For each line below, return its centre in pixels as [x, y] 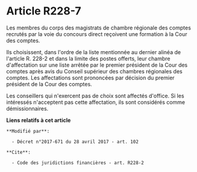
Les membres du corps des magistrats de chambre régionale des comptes [99, 28]
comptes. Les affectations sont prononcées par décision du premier [90, 78]
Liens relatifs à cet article [39, 120]
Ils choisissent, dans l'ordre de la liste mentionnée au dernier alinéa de [94, 52]
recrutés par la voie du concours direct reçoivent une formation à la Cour [97, 34]
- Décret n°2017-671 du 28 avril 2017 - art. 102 [75, 142]
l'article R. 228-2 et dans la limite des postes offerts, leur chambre [88, 58]
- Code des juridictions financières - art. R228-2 [78, 163]
